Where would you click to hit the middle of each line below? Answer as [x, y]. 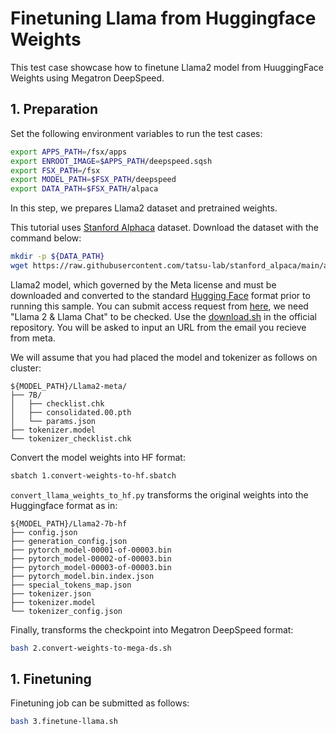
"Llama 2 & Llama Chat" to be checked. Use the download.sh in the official [163, 316]
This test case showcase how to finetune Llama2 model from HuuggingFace [167, 67]
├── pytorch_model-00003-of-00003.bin [91, 567]
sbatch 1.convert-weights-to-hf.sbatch [93, 475]
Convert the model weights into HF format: [98, 457]
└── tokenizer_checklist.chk [71, 438]
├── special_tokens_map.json [71, 585]
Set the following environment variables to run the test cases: [136, 133]
